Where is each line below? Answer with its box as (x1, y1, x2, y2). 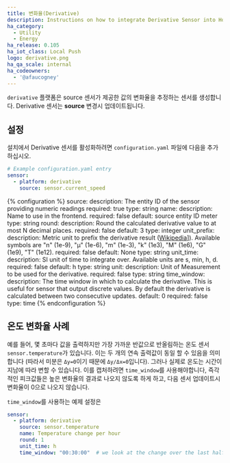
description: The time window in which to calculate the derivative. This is (7, 277, 212, 285)
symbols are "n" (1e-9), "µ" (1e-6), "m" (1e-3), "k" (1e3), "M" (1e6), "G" (7, 240, 207, 249)
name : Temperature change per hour (19, 430, 121, 437)
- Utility (13, 29, 41, 36)
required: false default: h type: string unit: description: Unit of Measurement (7, 262, 220, 271)
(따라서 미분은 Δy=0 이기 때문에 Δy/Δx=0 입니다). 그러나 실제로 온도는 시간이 (25, 357, 222, 365)
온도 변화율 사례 (7, 321, 70, 332)
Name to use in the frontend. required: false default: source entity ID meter (7, 212, 218, 220)
